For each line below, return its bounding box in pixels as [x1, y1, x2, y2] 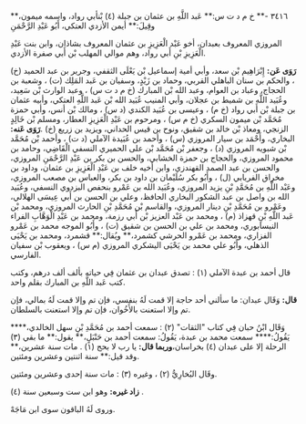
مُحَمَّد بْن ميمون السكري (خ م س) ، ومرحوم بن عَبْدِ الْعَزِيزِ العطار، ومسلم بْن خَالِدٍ [10, 114, 282, 124]
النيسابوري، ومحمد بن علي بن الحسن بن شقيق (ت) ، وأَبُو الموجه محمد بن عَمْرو [10, 221, 279, 231]
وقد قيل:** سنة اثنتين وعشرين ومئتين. [10, 351, 140, 361]
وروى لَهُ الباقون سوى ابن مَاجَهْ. [10, 404, 116, 414]
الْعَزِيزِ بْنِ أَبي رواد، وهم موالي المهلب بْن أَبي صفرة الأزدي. [10, 47, 206, 58]
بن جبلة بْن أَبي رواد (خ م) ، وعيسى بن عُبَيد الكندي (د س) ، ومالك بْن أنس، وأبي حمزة [10, 104, 296, 115]
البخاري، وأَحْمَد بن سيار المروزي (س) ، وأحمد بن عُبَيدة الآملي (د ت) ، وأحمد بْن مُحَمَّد [10, 133, 295, 143]
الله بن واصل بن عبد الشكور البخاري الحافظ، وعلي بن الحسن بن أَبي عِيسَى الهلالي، [10, 191, 290, 202]
